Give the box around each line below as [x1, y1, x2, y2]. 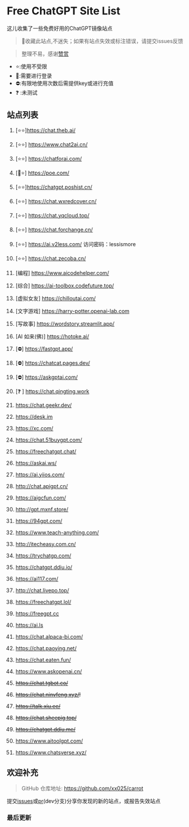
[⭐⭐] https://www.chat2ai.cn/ [15, 140, 88, 148]
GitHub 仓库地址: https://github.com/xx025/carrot [21, 785, 144, 792]
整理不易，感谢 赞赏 [21, 50, 69, 57]
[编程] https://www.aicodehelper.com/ [15, 269, 109, 276]
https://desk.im [15, 413, 53, 420]
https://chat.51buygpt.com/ [15, 436, 82, 443]
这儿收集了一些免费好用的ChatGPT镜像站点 [7, 24, 113, 32]
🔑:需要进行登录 [15, 72, 52, 79]
